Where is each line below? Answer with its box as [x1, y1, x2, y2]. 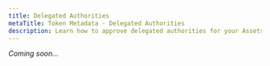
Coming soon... [8, 49, 59, 59]
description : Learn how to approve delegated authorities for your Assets [8, 27, 264, 35]
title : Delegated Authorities [8, 11, 110, 20]
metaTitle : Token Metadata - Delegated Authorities [8, 19, 185, 27]
